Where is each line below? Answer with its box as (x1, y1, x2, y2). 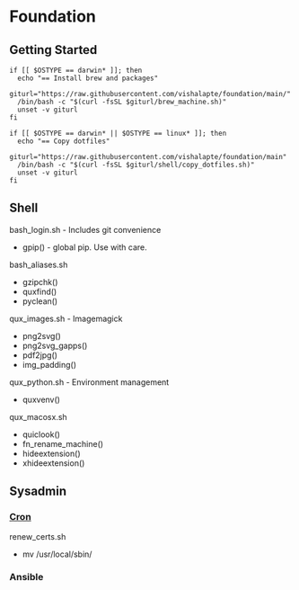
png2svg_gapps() (22, 340, 88, 351)
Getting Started (9, 42, 98, 58)
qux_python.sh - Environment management (9, 376, 170, 388)
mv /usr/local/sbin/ (22, 549, 92, 559)
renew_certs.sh (9, 531, 66, 541)
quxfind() (22, 286, 57, 297)
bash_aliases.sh (9, 259, 68, 270)
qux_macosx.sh (9, 411, 67, 422)
